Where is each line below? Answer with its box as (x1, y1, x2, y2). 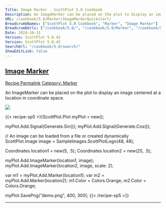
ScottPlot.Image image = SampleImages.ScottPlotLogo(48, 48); (5, 138, 134, 144)
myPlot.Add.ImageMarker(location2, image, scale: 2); (5, 163, 114, 169)
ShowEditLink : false (5, 49, 48, 53)
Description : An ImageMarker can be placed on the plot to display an (5, 12, 154, 17)
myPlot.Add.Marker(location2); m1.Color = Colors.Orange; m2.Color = (5, 178, 147, 184)
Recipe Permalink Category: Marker (5, 80, 78, 86)
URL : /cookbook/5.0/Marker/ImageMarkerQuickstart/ (5, 16, 112, 21)
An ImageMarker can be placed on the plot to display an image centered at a (5, 90, 161, 96)
